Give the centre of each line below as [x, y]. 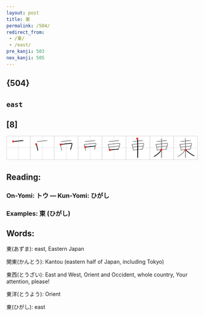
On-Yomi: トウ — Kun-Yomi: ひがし [58, 195]
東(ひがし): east [26, 307]
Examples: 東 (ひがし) [39, 213]
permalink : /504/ [28, 26]
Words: [20, 233]
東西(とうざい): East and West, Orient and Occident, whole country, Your [97, 275]
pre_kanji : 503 [25, 52]
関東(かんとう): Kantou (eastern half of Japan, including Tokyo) [85, 262]
